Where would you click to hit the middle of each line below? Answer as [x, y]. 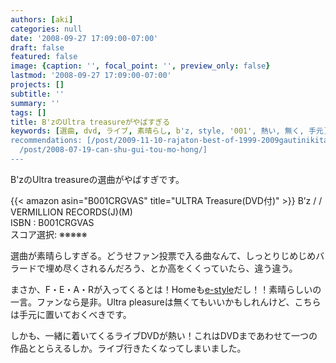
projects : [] [37, 85]
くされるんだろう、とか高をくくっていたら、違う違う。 [184, 268]
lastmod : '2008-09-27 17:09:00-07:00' [91, 76]
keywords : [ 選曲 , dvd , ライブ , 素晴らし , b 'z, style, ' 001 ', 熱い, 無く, [157, 131]
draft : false [37, 47]
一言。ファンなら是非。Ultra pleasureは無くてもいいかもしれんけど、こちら [166, 302]
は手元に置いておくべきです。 [71, 314]
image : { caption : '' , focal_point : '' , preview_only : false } [140, 66]
